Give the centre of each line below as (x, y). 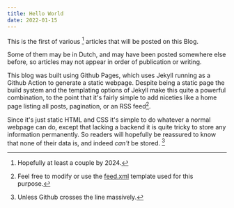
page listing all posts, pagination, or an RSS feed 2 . (79, 105)
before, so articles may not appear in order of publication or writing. (104, 62)
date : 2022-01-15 (32, 20)
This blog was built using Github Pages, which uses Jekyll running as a (109, 75)
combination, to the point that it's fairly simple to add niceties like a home (112, 97)
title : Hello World (36, 14)
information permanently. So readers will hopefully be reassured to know (112, 134)
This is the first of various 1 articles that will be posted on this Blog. (103, 40)
